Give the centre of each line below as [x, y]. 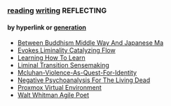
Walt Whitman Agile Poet [53, 95]
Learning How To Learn [51, 58]
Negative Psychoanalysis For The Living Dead [84, 80]
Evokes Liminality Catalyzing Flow [66, 51]
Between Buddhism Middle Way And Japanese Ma [90, 43]
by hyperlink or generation [47, 27]
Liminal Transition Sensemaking [63, 65]
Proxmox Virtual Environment [59, 88]
